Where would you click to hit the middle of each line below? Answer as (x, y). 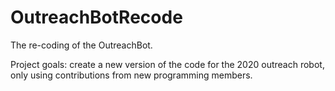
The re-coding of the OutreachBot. (81, 45)
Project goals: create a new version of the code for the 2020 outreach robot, (167, 64)
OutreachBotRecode (96, 17)
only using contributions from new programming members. (131, 75)
